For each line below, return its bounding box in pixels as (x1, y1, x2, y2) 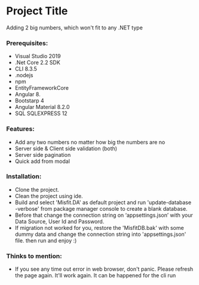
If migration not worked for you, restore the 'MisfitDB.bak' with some (14, 224, 184, 231)
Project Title (6, 4, 68, 18)
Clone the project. (14, 186, 60, 193)
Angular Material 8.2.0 (14, 104, 70, 111)
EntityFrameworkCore (14, 84, 69, 92)
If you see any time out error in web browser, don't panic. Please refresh (14, 265, 194, 273)
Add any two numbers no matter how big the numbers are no (14, 138, 166, 145)
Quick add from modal (14, 157, 71, 165)
